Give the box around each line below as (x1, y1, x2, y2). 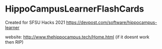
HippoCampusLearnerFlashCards (5, 3, 144, 15)
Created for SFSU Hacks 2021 (5, 19, 65, 25)
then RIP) (5, 39, 24, 45)
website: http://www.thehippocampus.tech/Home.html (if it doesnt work (5, 34, 150, 40)
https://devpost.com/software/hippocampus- (66, 19, 157, 25)
